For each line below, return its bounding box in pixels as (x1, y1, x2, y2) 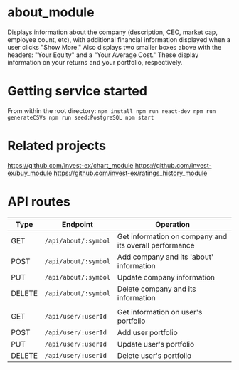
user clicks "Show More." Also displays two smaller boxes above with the (7, 43, 222, 51)
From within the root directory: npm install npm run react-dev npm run (7, 106, 216, 115)
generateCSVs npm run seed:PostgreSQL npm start (7, 114, 154, 121)
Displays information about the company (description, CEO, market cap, (7, 28, 218, 36)
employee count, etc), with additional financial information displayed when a (7, 35, 231, 43)
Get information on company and (117, 231, 228, 241)
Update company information (117, 272, 216, 282)
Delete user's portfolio (117, 350, 192, 360)
